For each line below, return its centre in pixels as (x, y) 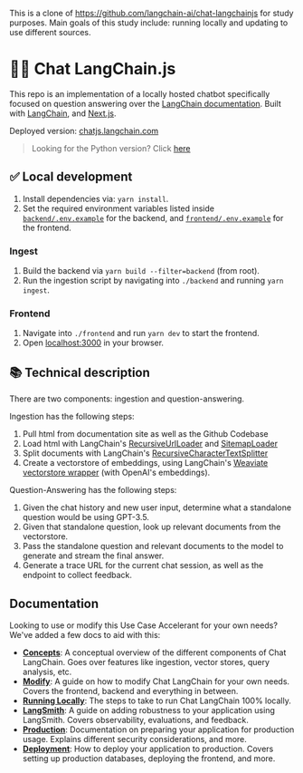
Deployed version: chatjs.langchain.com (84, 130)
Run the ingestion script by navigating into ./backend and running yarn (153, 281)
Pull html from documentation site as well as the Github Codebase (145, 434)
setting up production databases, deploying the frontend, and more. (149, 758)
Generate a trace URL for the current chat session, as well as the (143, 565)
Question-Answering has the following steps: (93, 490)
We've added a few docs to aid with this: (85, 634)
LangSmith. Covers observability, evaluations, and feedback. (135, 720)
